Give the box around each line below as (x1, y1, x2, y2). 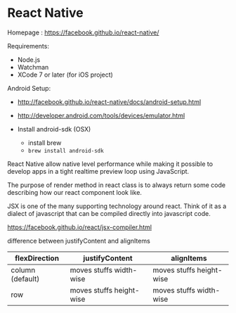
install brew (27, 139, 62, 147)
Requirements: (7, 41, 49, 50)
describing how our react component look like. (7, 188, 143, 196)
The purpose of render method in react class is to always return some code (7, 181, 226, 189)
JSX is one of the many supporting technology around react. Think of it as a (7, 202, 227, 210)
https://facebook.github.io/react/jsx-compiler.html (7, 223, 152, 231)
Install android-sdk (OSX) (17, 124, 91, 133)
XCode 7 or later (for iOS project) (17, 70, 114, 79)
